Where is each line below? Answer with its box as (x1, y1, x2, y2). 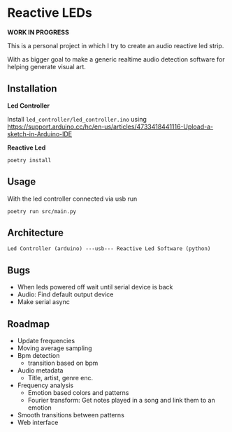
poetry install (7, 157, 52, 164)
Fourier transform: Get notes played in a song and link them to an (27, 396, 215, 404)
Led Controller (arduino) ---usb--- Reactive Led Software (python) (7, 245, 211, 252)
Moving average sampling (17, 344, 92, 352)
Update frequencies (17, 337, 75, 345)
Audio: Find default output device (17, 290, 114, 298)
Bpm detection (17, 352, 60, 359)
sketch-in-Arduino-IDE (7, 129, 73, 138)
